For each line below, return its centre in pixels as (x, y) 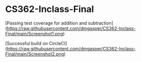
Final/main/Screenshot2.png (35, 54)
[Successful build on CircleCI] (36, 43)
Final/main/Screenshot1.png (34, 33)
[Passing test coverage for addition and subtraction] (59, 23)
